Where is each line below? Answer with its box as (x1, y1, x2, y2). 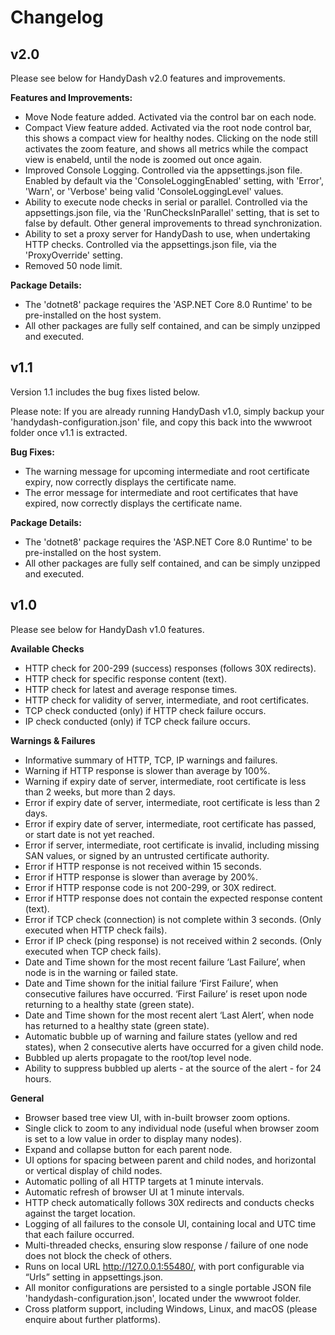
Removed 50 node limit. (24, 260, 123, 271)
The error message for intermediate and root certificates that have (24, 486, 299, 498)
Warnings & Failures (10, 734, 96, 746)
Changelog (10, 6, 104, 29)
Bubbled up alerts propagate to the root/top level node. (24, 1051, 252, 1063)
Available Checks (10, 642, 85, 655)
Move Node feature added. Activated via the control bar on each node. (24, 111, 317, 123)
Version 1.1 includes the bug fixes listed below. (10, 386, 201, 398)
